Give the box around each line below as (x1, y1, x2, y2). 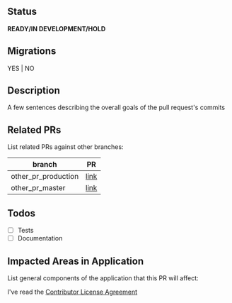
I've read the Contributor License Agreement (7, 287, 138, 296)
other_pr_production (11, 172, 79, 182)
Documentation (17, 234, 63, 243)
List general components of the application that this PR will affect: (7, 274, 199, 282)
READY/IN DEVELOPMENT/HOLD (7, 24, 106, 33)
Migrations (7, 45, 57, 57)
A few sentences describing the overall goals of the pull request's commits (7, 103, 225, 112)
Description (7, 84, 60, 97)
